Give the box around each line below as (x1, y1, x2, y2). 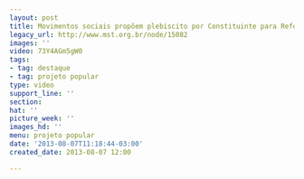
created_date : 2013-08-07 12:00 (9, 147, 131, 156)
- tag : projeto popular (9, 72, 100, 81)
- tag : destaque (9, 64, 71, 73)
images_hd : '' (9, 123, 63, 132)
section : (9, 97, 43, 107)
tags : (9, 55, 30, 64)
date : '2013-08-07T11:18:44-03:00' (9, 139, 144, 148)
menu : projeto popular (9, 131, 95, 140)
